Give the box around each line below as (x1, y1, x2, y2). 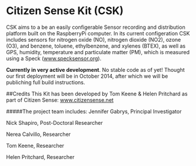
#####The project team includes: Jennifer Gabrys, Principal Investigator (6, 108, 182, 115)
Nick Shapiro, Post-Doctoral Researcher (6, 119, 103, 126)
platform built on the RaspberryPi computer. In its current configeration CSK (6, 29, 190, 36)
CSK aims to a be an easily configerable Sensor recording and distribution (6, 24, 185, 31)
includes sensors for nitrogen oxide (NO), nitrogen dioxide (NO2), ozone (6, 36, 181, 43)
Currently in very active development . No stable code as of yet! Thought (6, 66, 185, 73)
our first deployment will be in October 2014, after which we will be (6, 72, 168, 79)
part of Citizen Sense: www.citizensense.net (6, 96, 114, 104)
